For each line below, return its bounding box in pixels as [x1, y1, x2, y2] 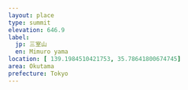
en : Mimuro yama [15, 48, 68, 56]
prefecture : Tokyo [8, 70, 68, 77]
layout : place [8, 11, 55, 20]
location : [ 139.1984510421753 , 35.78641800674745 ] [8, 56, 181, 63]
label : [8, 33, 30, 41]
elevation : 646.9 [8, 26, 65, 34]
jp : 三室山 [15, 41, 47, 49]
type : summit [8, 19, 51, 27]
